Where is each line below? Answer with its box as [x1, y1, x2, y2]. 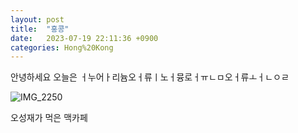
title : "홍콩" [10, 24, 70, 34]
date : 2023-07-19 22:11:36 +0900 [10, 33, 159, 43]
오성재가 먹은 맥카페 [10, 112, 88, 124]
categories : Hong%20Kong [10, 42, 114, 53]
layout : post [10, 14, 65, 25]
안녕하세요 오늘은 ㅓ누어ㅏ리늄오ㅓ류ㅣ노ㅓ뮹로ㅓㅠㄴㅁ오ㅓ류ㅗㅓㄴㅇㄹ [10, 71, 290, 83]
